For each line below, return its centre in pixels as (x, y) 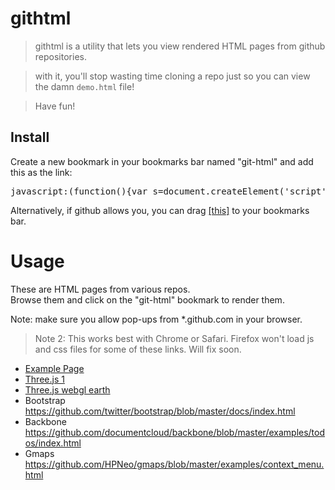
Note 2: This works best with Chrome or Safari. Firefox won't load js (174, 338)
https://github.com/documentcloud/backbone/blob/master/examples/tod (175, 432)
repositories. (60, 56)
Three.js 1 (44, 379)
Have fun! (55, 106)
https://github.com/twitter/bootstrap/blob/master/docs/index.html (160, 411)
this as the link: (41, 172)
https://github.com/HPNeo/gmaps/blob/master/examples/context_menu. (174, 464)
